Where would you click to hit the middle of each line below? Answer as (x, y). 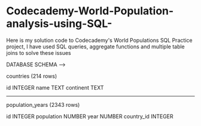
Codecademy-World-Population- (90, 11)
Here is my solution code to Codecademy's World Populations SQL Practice (99, 40)
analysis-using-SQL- (59, 24)
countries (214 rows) (32, 76)
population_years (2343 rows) (43, 105)
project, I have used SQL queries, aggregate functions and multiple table (96, 47)
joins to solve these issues (39, 53)
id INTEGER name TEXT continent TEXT (55, 87)
